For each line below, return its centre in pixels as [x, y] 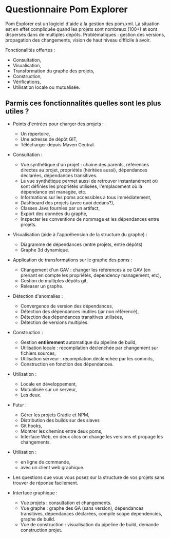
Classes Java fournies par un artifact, [60, 208]
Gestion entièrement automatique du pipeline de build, [79, 342]
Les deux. [31, 395]
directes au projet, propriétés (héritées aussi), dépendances [84, 170]
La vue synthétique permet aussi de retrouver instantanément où [89, 181]
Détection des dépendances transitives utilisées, [72, 317]
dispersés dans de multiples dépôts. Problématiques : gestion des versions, [85, 34]
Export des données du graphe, [54, 214]
